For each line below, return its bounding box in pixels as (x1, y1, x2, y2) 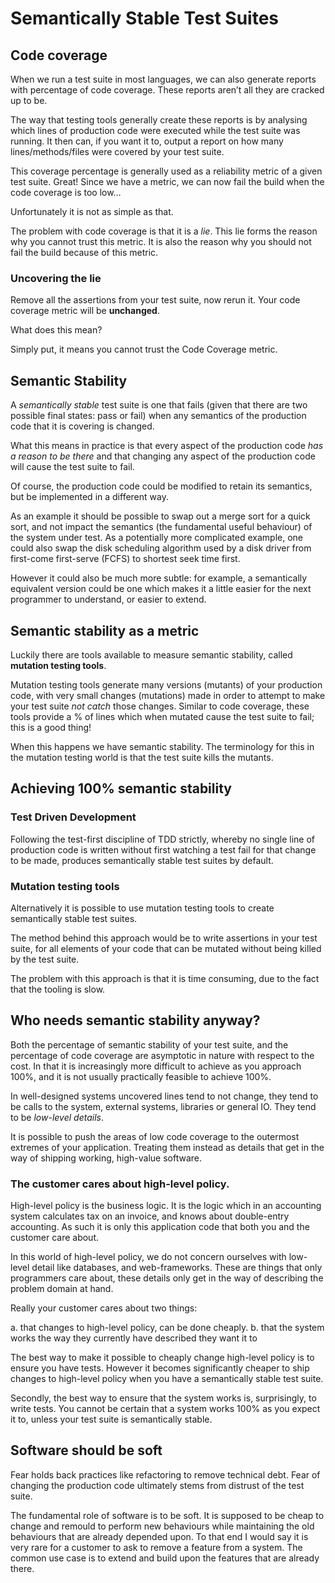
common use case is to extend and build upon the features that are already (10, 1552, 320, 1564)
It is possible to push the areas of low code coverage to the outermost (10, 1130, 300, 1142)
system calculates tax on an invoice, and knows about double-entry (10, 1210, 290, 1222)
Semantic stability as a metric (10, 622, 200, 639)
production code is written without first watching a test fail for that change (10, 843, 317, 856)
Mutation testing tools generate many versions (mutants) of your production (10, 678, 323, 691)
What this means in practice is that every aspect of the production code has (10, 440, 324, 452)
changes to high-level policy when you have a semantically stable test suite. (10, 1373, 324, 1385)
